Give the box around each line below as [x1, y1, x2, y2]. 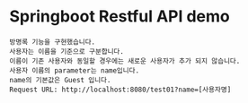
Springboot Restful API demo [9, 6, 231, 27]
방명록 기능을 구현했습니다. [9, 38, 96, 47]
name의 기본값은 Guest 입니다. [9, 75, 111, 84]
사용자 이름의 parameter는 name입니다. [9, 65, 140, 75]
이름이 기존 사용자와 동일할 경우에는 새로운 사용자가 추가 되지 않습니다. [9, 56, 241, 65]
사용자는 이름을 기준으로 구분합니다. [9, 47, 124, 56]
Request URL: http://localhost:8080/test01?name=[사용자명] [9, 85, 232, 94]
